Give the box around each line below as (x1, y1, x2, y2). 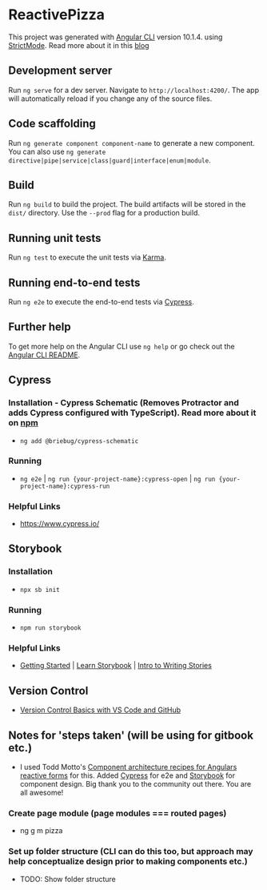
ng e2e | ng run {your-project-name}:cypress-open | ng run (19, 473, 216, 483)
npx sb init (19, 586, 60, 594)
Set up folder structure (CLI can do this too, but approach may (8, 846, 253, 857)
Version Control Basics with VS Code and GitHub (19, 705, 181, 715)
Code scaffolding (8, 117, 96, 131)
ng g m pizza (19, 826, 63, 836)
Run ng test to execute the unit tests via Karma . (8, 252, 166, 262)
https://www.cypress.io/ (19, 519, 100, 529)
